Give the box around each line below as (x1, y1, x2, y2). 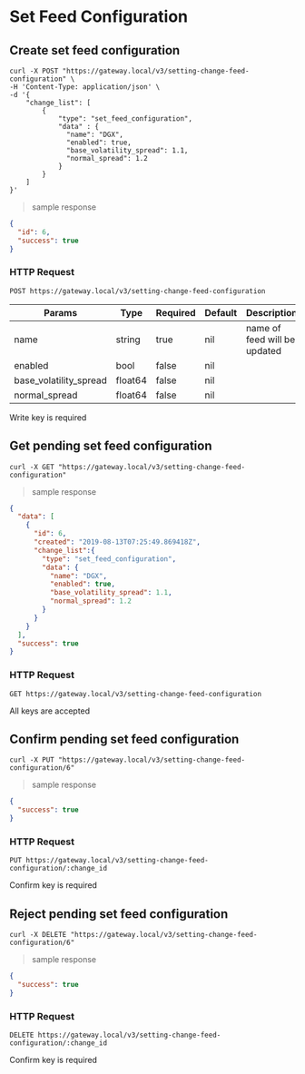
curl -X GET (9, 462, 54, 471)
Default (204, 306, 238, 319)
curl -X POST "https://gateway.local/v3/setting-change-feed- (9, 66, 250, 75)
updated (245, 344, 282, 357)
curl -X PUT (9, 755, 54, 764)
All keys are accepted (9, 705, 91, 716)
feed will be (245, 333, 296, 346)
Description (245, 306, 298, 319)
